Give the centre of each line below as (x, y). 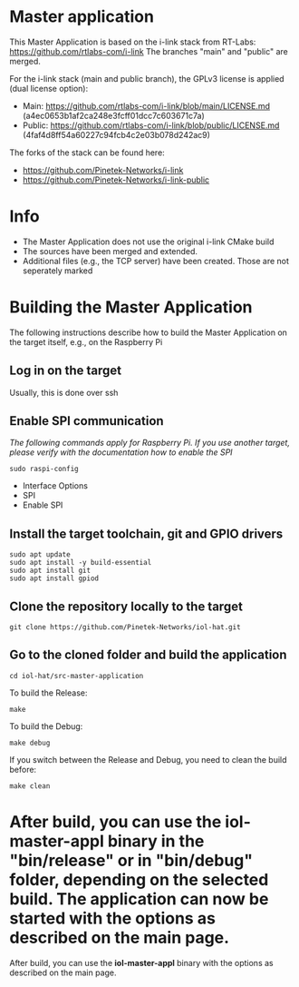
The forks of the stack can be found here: (87, 153)
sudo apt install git (50, 571)
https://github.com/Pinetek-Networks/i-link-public (116, 180)
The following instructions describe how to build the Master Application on (149, 332)
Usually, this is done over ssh (64, 392)
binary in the (156, 841)
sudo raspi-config (44, 469)
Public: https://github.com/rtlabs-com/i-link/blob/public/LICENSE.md (151, 125)
